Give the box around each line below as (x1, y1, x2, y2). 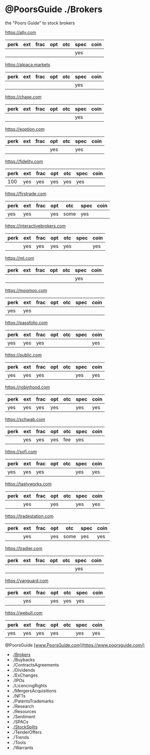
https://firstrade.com (5, 190, 47, 196)
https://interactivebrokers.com (5, 223, 66, 229)
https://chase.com (5, 94, 42, 100)
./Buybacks (12, 657, 35, 663)
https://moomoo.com (5, 287, 48, 293)
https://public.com (5, 352, 42, 358)
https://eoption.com (5, 126, 45, 132)
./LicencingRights (12, 682, 47, 688)
